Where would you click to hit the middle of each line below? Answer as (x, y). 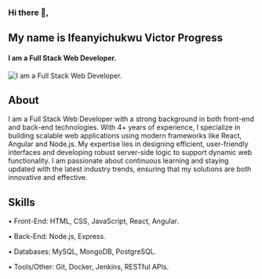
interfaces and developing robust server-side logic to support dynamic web (130, 152)
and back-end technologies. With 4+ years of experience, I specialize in (124, 127)
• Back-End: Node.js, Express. (57, 237)
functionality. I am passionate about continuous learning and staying (118, 161)
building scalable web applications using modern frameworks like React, (125, 136)
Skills (22, 202)
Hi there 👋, (29, 13)
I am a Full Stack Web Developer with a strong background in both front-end (131, 119)
